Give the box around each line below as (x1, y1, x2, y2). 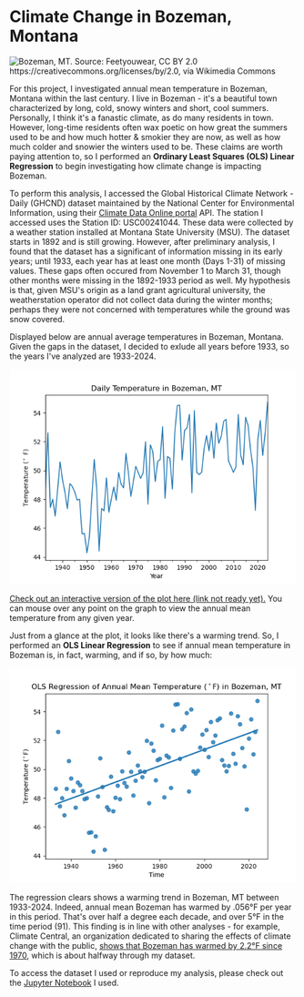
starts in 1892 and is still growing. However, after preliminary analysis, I (9, 236, 276, 247)
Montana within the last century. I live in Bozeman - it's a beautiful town (9, 93, 278, 104)
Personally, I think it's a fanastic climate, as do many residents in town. (9, 112, 274, 123)
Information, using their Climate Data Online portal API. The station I (9, 207, 264, 218)
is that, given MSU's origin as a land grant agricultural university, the (9, 284, 266, 295)
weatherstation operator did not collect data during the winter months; (9, 294, 273, 305)
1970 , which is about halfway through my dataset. (9, 950, 196, 961)
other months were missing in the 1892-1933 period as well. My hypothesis (9, 275, 291, 286)
